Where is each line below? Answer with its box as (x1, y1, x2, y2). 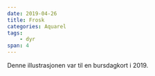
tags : (7, 29, 23, 37)
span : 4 (7, 42, 30, 49)
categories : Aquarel (7, 23, 67, 30)
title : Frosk (7, 17, 45, 23)
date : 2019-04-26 (7, 10, 57, 17)
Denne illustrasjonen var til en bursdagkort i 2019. (7, 61, 149, 69)
